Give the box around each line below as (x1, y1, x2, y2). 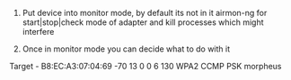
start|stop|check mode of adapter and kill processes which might (22, 17, 264, 28)
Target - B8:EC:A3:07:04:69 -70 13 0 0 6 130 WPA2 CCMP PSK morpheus (9, 61, 282, 71)
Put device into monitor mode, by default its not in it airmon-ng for (22, 8, 268, 18)
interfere (22, 27, 55, 36)
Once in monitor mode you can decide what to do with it (22, 44, 231, 54)
